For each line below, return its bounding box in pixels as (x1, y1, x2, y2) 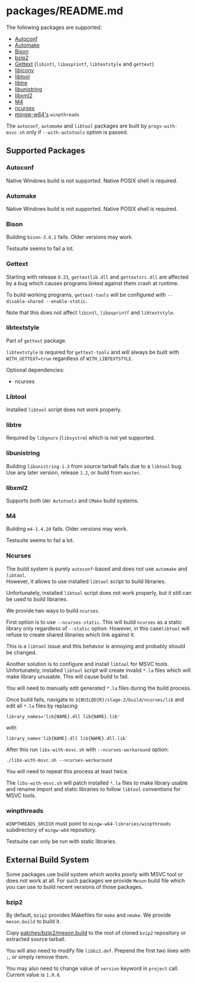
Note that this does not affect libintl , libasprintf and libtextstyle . (6, 309, 175, 316)
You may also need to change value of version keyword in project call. (6, 965, 179, 972)
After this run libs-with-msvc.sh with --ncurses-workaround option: (6, 745, 169, 753)
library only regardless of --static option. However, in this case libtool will (6, 625, 190, 632)
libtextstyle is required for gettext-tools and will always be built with (6, 348, 179, 356)
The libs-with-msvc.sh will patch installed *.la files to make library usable (6, 779, 188, 786)
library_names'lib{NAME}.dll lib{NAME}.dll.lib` (6, 735, 128, 741)
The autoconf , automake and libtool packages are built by (6, 122, 147, 129)
